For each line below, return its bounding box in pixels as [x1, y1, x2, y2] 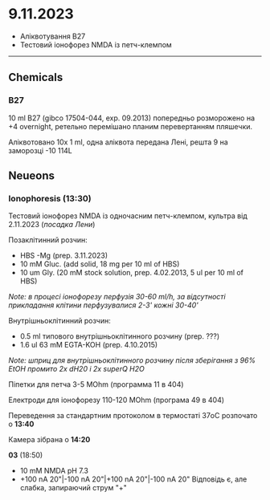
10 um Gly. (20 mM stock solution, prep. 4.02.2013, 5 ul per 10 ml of [19, 268, 243, 278]
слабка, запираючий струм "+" [19, 483, 127, 493]
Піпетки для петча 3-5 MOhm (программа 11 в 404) [8, 380, 184, 389]
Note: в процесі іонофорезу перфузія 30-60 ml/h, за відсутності [8, 292, 227, 302]
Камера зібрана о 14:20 [8, 435, 91, 445]
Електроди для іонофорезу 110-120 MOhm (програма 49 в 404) [8, 395, 225, 405]
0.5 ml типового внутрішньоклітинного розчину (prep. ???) [19, 331, 219, 341]
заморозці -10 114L [8, 145, 72, 155]
